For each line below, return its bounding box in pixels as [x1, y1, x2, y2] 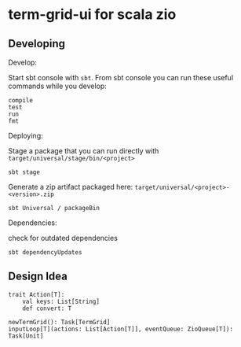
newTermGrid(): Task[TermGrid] [8, 318, 111, 326]
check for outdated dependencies [8, 234, 118, 242]
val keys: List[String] [22, 297, 100, 305]
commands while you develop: [8, 81, 108, 90]
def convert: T [22, 305, 72, 312]
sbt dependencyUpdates [8, 249, 82, 257]
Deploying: [8, 131, 43, 140]
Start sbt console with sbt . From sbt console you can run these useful [8, 73, 234, 82]
